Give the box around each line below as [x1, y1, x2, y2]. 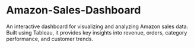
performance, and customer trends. [6, 35, 94, 42]
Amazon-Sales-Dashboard [6, 4, 141, 17]
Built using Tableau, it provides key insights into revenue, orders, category [6, 29, 187, 36]
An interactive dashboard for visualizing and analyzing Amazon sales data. [6, 23, 189, 30]
